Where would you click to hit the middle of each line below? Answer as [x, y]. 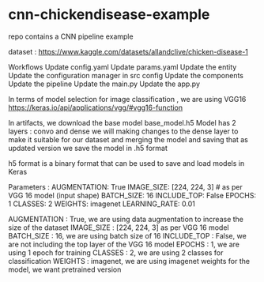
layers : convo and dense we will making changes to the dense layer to [123, 131]
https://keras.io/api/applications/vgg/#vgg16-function [96, 107]
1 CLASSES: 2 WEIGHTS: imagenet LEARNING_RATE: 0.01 [102, 204]
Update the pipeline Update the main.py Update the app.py [104, 84]
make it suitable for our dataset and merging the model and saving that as [128, 139]
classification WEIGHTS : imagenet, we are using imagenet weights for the [129, 261]
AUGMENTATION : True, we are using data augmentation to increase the [126, 219]
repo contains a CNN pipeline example [71, 36]
